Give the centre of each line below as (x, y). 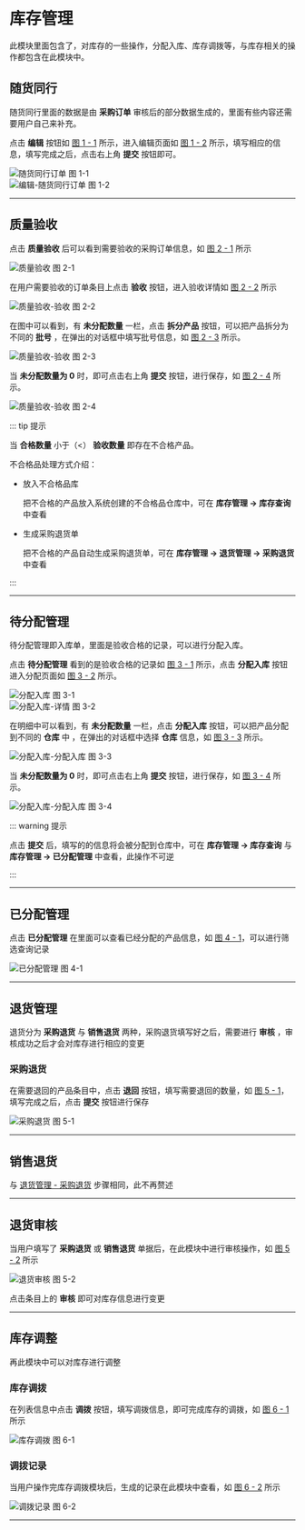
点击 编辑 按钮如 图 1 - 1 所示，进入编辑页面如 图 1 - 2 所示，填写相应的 (141, 143)
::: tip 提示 (28, 425)
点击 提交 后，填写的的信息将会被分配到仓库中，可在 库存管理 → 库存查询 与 (151, 845)
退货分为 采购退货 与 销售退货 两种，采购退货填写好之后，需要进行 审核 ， (148, 1032)
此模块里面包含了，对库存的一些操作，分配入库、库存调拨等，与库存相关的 (148, 45)
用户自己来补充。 (49, 123)
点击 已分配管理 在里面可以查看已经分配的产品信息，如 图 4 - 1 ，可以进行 (145, 938)
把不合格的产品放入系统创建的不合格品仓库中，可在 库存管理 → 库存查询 (157, 503)
